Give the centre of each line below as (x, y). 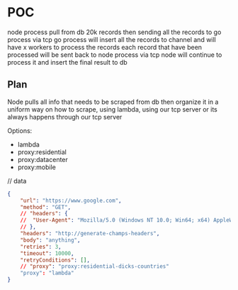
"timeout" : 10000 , (47, 253)
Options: (20, 130)
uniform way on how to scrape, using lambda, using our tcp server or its (112, 109)
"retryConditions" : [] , (55, 260)
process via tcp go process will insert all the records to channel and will (112, 39)
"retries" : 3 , (41, 247)
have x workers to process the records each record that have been (105, 47)
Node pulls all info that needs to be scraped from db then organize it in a (113, 102)
